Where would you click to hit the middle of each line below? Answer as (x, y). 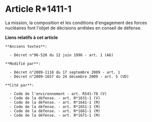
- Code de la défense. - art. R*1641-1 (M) (55, 102)
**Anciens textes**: (26, 46)
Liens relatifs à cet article (32, 37)
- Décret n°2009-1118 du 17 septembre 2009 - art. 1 (65, 72)
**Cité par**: (20, 85)
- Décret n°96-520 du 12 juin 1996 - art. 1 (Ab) (61, 55)
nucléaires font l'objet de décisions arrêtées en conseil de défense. (74, 28)
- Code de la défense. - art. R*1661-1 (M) (55, 111)
